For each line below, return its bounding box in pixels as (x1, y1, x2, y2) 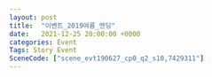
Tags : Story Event (9, 46, 77, 55)
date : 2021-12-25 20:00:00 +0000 (9, 29, 141, 38)
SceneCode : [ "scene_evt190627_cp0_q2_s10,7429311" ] (9, 54, 204, 63)
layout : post (9, 12, 58, 22)
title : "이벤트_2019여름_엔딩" (9, 21, 116, 30)
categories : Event (9, 37, 77, 47)
